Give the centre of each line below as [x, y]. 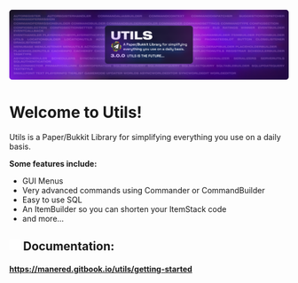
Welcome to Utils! [76, 113]
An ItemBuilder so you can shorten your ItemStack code [124, 208]
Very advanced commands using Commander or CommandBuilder [144, 190]
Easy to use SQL [52, 200]
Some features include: [53, 163]
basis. [20, 146]
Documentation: [69, 246]
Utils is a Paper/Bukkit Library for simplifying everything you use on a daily [145, 137]
